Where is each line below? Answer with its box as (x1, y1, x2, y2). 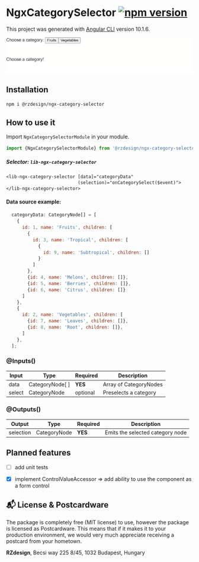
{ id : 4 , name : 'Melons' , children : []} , (27, 274, 129, 280)
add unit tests (14, 463, 49, 470)
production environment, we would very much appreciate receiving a (6, 531, 175, 538)
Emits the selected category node (104, 429, 187, 436)
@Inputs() (6, 357, 36, 365)
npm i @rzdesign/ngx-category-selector (6, 101, 105, 108)
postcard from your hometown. (6, 537, 82, 544)
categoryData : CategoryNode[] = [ (11, 212, 97, 218)
